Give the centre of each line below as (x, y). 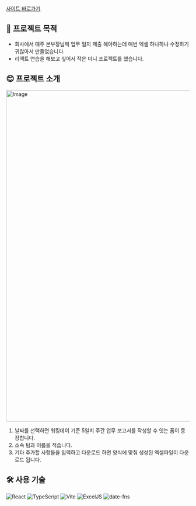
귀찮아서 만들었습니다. (40, 51)
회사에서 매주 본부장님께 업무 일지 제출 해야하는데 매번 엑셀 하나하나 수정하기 (102, 44)
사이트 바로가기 (23, 8)
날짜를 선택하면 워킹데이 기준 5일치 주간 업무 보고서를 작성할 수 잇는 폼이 (97, 430)
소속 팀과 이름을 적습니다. (43, 445)
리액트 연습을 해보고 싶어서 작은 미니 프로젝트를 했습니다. (79, 58)
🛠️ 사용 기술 (26, 480)
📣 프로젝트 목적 (32, 29)
